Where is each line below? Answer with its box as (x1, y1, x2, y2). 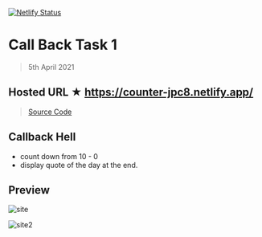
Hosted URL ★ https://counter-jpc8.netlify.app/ (8, 85, 254, 100)
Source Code (27, 107, 72, 116)
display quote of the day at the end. (19, 160, 138, 170)
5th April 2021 (27, 62, 75, 72)
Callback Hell (8, 130, 76, 144)
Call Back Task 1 (8, 36, 118, 54)
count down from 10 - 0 (19, 151, 99, 161)
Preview (8, 183, 51, 197)
